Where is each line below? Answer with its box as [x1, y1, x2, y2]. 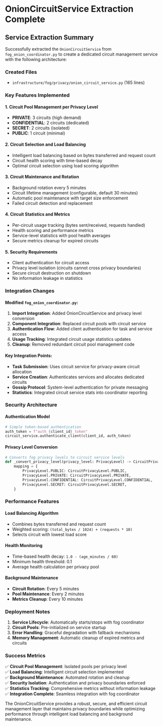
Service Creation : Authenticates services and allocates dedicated [12, 374, 145, 380]
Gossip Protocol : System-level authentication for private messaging [12, 384, 148, 390]
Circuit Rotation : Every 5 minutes [12, 586, 79, 592]
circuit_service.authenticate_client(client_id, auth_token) [5, 433, 131, 438]
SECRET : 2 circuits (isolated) [12, 125, 70, 131]
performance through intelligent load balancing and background [5, 711, 133, 717]
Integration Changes [5, 288, 55, 294]
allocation [12, 369, 32, 374]
